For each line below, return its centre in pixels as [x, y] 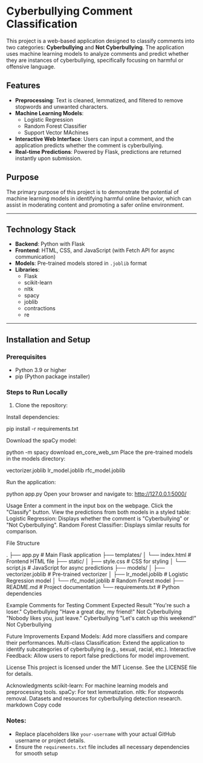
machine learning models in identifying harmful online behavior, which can [99, 198]
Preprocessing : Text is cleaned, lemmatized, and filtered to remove [99, 100]
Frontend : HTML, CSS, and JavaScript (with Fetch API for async [95, 250]
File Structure [23, 543]
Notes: [16, 721]
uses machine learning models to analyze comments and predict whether [98, 53]
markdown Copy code [34, 705]
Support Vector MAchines [56, 132]
